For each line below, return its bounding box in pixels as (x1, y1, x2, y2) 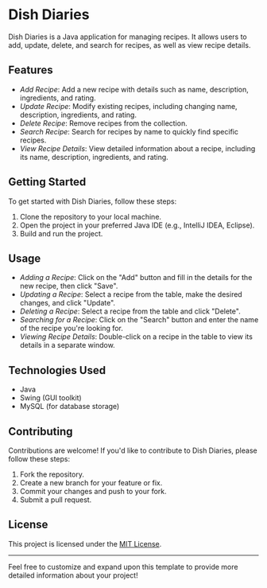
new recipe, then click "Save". (19, 281, 118, 291)
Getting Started (8, 175, 87, 189)
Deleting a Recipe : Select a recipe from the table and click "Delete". (19, 306, 241, 316)
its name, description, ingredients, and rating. (19, 152, 168, 162)
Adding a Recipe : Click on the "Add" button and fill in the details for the (19, 273, 253, 282)
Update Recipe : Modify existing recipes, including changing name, (19, 101, 238, 111)
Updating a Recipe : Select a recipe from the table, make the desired (19, 290, 242, 299)
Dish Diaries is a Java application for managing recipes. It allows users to (8, 32, 248, 41)
